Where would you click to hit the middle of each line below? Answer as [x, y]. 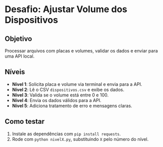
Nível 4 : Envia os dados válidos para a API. [57, 100]
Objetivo [18, 39]
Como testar [25, 121]
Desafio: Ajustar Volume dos [66, 9]
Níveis [15, 72]
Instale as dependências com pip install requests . [66, 134]
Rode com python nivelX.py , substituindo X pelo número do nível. [80, 139]
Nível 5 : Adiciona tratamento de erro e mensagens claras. [72, 106]
